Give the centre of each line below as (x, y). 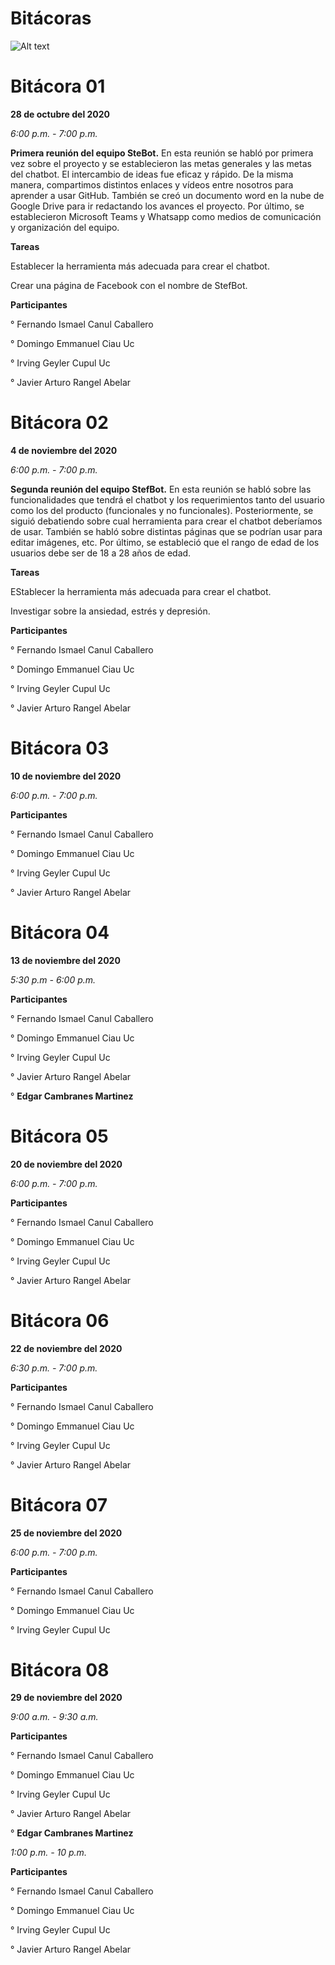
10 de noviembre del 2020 (66, 776)
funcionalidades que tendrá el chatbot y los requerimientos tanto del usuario (167, 499)
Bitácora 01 (58, 86)
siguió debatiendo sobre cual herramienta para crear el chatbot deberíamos (166, 521)
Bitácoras (51, 18)
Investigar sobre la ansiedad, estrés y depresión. (110, 611)
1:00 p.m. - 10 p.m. (48, 1853)
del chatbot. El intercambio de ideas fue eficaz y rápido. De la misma (152, 174)
